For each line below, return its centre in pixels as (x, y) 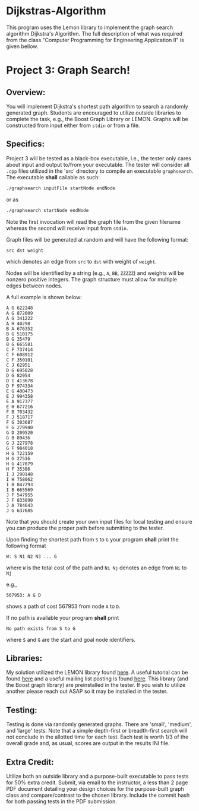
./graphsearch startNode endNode (48, 210)
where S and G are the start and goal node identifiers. (71, 639)
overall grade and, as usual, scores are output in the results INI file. (88, 743)
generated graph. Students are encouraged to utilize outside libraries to (94, 113)
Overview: (26, 92)
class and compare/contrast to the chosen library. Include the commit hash (98, 795)
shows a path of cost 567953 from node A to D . (63, 606)
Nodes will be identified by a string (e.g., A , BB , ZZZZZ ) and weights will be (95, 273)
